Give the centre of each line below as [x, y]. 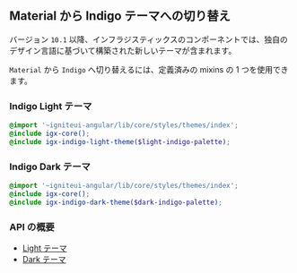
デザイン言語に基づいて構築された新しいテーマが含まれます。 [123, 50]
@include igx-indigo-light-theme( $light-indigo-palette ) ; [120, 141]
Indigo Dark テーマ [50, 166]
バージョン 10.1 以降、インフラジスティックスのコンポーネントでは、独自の [149, 39]
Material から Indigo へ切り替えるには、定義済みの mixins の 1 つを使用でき [149, 69]
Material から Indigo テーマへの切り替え [120, 16]
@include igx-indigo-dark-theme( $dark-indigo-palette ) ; [116, 202]
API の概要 [32, 226]
